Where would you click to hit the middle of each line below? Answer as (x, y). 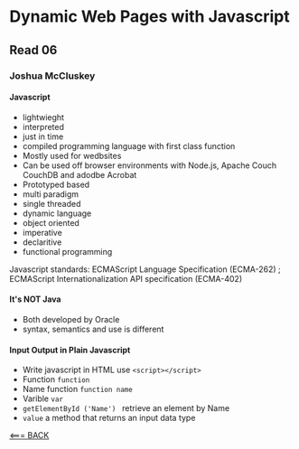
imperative (42, 232)
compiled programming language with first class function (129, 145)
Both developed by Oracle (71, 319)
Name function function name (77, 389)
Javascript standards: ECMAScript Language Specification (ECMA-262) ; (145, 269)
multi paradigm (51, 194)
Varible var (42, 398)
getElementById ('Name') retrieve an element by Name (126, 408)
